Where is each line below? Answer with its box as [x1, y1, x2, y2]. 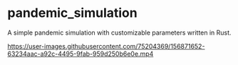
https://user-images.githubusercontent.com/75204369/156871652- [7, 42, 205, 50]
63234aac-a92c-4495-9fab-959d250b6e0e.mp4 [7, 49, 154, 58]
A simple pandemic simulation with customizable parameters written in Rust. [7, 28, 232, 37]
